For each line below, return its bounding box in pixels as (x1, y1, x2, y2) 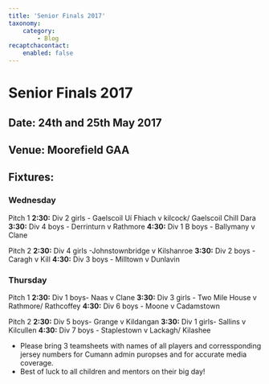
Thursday (8, 275, 47, 286)
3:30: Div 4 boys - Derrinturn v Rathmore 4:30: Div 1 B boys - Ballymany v (8, 221, 255, 231)
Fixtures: (8, 171, 55, 184)
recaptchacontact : (8, 42, 70, 50)
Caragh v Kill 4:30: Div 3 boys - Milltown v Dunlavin (8, 254, 181, 264)
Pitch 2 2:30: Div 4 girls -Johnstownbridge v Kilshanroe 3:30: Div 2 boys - (8, 246, 256, 255)
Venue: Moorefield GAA (8, 142, 130, 157)
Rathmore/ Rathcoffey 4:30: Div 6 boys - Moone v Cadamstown (8, 301, 221, 311)
